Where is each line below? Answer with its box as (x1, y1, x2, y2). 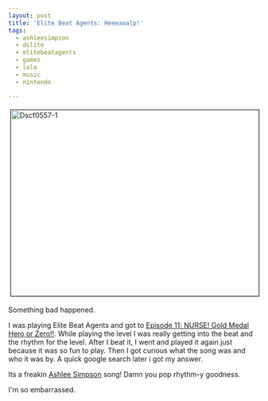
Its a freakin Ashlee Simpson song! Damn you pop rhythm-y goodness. (8, 369, 241, 379)
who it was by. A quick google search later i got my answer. (8, 354, 203, 364)
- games (15, 56, 41, 64)
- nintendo (15, 78, 52, 86)
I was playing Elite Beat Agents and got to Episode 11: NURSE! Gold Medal (8, 320, 249, 330)
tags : (8, 26, 26, 34)
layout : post (8, 11, 52, 20)
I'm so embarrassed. (8, 384, 76, 394)
